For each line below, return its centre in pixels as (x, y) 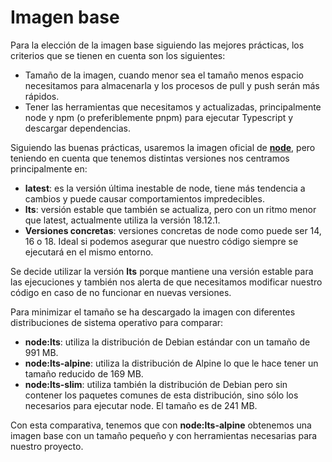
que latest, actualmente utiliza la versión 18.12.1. (122, 220)
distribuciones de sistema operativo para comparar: (117, 322)
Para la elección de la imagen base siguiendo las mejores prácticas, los (157, 45)
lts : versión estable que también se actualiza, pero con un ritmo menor (170, 209)
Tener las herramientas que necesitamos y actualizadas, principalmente (173, 107)
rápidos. (42, 96)
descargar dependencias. (78, 128)
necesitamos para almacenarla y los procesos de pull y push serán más (172, 85)
